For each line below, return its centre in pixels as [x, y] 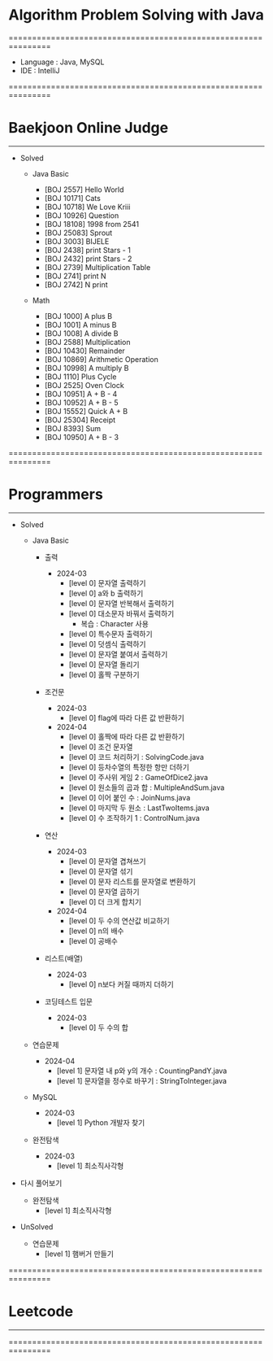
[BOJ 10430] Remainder [85, 351]
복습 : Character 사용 [115, 623]
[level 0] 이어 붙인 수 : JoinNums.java [130, 797]
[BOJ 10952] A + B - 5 [81, 402]
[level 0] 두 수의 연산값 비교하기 [119, 920]
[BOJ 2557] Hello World [84, 190]
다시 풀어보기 [41, 1183]
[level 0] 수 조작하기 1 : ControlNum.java [134, 818]
